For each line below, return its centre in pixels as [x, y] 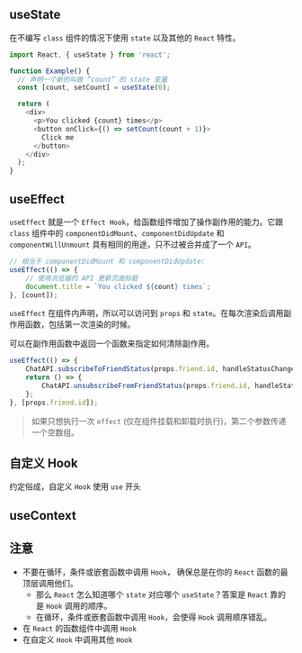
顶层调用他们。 [50, 583]
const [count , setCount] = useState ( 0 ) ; [94, 88]
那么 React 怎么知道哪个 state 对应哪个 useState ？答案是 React [151, 594]
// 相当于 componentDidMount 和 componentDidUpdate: [107, 261]
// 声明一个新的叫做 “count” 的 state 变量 [93, 79]
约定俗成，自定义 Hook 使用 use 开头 [75, 486]
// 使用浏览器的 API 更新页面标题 [82, 278]
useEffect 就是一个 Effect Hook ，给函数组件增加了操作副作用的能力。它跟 [147, 222]
